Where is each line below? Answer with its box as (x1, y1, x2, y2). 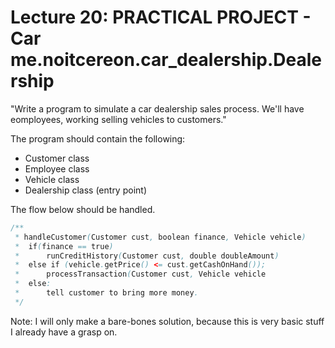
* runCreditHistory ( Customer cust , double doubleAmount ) (14, 251, 280, 261)
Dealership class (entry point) (24, 184, 147, 196)
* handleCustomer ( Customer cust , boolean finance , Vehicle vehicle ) (14, 232, 307, 242)
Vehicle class (24, 173, 80, 185)
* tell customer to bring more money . (14, 288, 199, 298)
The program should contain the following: (10, 132, 186, 145)
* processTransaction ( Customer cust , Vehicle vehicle (14, 269, 267, 280)
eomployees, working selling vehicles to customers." (10, 113, 227, 125)
